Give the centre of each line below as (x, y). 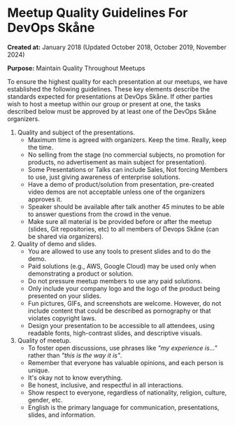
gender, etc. (45, 399)
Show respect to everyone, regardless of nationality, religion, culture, (127, 392)
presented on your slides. (64, 296)
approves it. (45, 199)
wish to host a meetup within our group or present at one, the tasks (104, 104)
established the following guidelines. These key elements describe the (108, 89)
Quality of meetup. (44, 340)
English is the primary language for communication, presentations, (123, 407)
